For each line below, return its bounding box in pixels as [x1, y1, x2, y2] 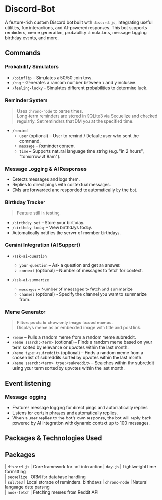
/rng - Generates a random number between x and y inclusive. [12, 80, 137, 85]
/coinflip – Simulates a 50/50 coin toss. [12, 74, 93, 81]
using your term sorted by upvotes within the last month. [12, 365, 125, 371]
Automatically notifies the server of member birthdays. [12, 229, 121, 236]
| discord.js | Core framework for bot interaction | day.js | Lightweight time [5, 464, 156, 469]
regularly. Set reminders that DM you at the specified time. [16, 118, 134, 124]
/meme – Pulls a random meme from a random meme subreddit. [12, 334, 136, 340]
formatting [5, 469, 26, 474]
